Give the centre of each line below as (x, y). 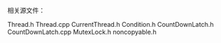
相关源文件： (26, 10)
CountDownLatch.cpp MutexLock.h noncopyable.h (82, 32)
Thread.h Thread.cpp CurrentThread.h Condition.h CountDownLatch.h (110, 24)
